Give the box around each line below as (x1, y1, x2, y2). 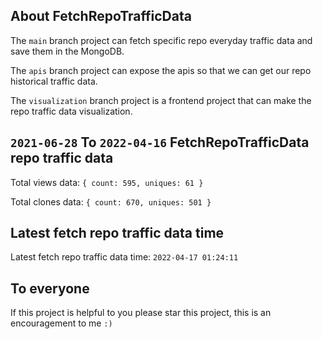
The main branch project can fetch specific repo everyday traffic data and (10, 34, 313, 46)
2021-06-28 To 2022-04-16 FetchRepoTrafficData (10, 134, 310, 151)
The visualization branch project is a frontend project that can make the (10, 94, 312, 106)
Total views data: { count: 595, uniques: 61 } (10, 176, 204, 188)
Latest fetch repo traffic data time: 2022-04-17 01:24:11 (10, 251, 239, 263)
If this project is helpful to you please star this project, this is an (10, 307, 272, 319)
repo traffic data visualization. (10, 105, 133, 117)
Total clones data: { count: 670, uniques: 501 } (10, 195, 212, 208)
